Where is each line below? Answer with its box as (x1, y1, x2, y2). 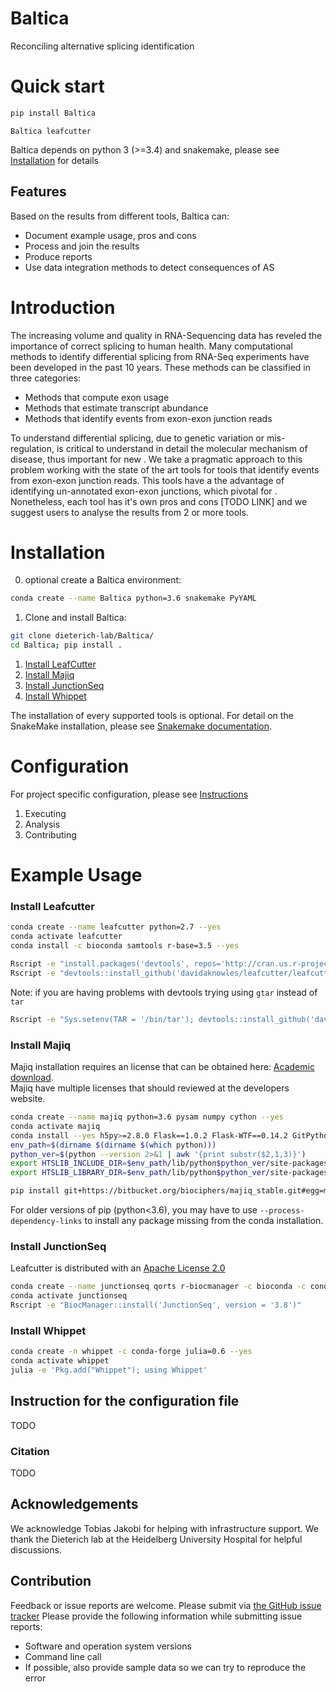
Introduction (10, 296, 116, 319)
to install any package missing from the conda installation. (84, 1215, 324, 1227)
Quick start (10, 75, 105, 98)
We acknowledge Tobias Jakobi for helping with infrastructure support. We (10, 1522, 320, 1534)
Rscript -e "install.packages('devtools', (10, 959, 190, 969)
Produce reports (24, 250, 93, 262)
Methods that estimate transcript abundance (24, 402, 209, 414)
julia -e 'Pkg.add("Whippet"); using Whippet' (10, 1365, 208, 1375)
